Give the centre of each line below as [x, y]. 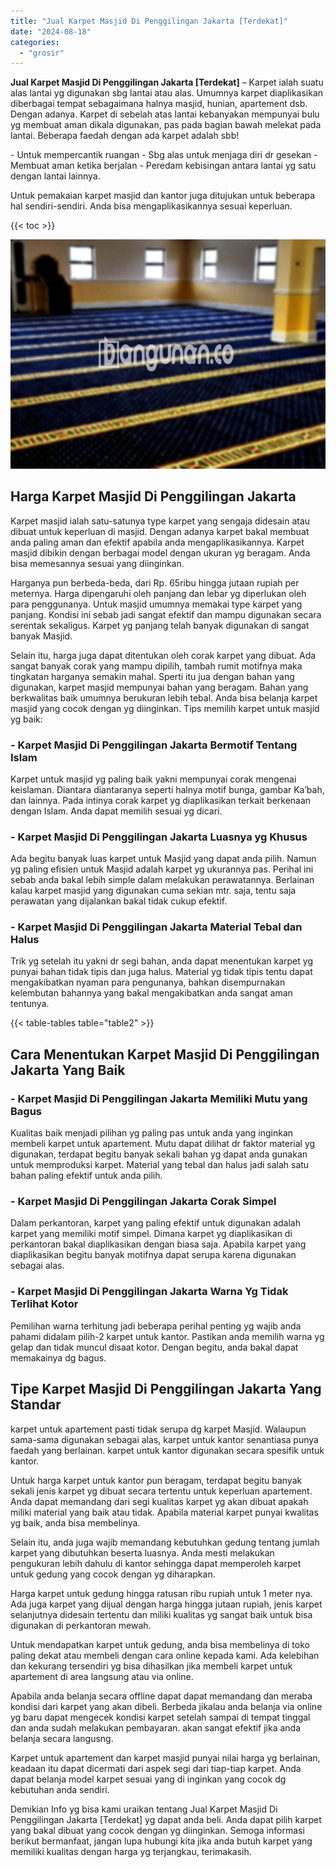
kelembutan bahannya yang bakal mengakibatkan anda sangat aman [151, 993]
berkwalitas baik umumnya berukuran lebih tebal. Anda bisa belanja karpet [164, 697]
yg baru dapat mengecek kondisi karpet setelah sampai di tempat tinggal [160, 1717]
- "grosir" [42, 53]
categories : [35, 42]
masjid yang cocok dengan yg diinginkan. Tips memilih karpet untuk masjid [165, 708]
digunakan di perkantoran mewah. [81, 1625]
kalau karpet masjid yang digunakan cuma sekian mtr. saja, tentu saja [153, 891]
